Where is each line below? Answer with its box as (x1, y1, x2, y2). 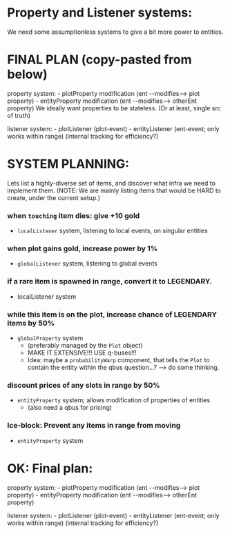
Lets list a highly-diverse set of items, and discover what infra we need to (7, 179, 216, 187)
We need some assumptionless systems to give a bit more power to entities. (7, 28, 224, 36)
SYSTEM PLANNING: (7, 157, 130, 172)
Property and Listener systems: (7, 5, 193, 21)
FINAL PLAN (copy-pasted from (7, 52, 192, 68)
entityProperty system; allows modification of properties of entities (17, 396, 211, 404)
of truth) (7, 111, 31, 119)
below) (7, 67, 48, 82)
